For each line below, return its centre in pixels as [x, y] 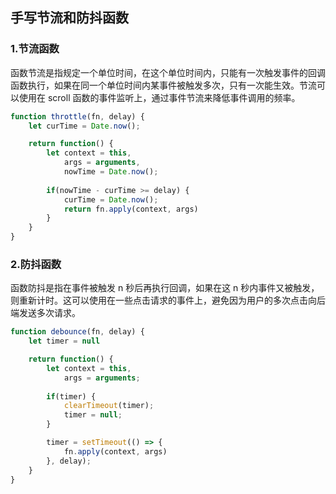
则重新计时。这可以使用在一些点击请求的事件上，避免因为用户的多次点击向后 [168, 300]
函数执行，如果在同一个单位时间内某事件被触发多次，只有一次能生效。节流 [163, 85]
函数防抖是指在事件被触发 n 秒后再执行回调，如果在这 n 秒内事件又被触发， [165, 288]
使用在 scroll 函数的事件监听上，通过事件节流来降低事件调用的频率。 [159, 97]
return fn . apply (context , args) [131, 209]
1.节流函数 [35, 49]
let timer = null [64, 341]
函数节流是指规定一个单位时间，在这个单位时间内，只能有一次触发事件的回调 [168, 72]
